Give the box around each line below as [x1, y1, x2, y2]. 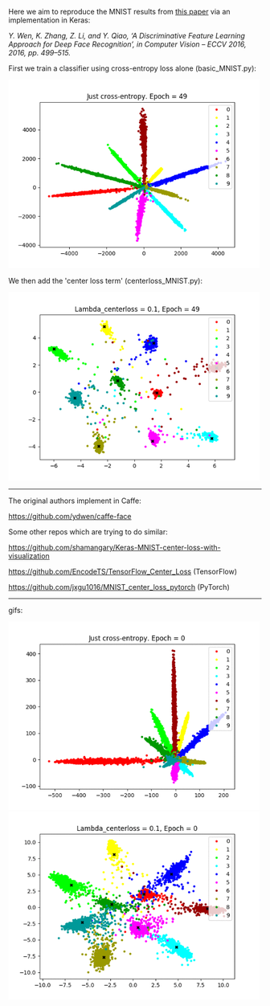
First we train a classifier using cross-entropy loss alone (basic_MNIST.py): [8, 63, 257, 73]
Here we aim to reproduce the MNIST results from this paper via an [8, 7, 231, 16]
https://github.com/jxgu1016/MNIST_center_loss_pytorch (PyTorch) [8, 583, 231, 591]
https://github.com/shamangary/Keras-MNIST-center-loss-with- [8, 542, 221, 552]
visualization [8, 551, 50, 561]
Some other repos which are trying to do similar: [8, 527, 168, 537]
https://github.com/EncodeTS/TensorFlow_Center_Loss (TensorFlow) [8, 566, 238, 576]
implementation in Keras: [8, 15, 91, 25]
